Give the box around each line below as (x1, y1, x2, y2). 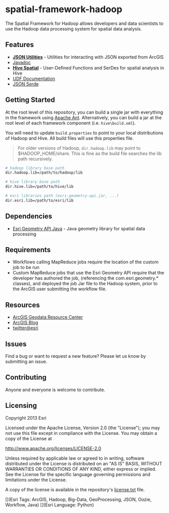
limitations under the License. (5, 476, 67, 483)
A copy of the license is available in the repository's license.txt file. (5, 486, 145, 493)
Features (5, 41, 34, 49)
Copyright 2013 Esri (5, 415, 47, 421)
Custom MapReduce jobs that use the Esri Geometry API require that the (12, 270, 164, 276)
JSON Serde (12, 81, 39, 87)
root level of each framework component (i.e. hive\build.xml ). (5, 120, 136, 126)
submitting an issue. (5, 359, 47, 365)
